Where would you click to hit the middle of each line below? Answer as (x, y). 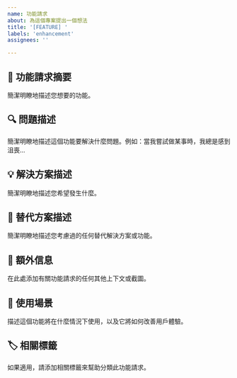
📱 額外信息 (30, 260)
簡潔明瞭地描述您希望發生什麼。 (54, 193)
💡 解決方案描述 (40, 174)
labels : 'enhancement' (41, 34)
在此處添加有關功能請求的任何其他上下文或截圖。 (79, 279)
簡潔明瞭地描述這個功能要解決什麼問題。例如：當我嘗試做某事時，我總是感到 (119, 141)
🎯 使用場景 (30, 303)
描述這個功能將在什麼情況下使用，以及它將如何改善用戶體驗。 (97, 321)
